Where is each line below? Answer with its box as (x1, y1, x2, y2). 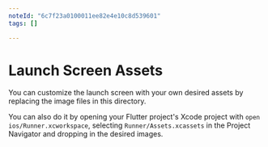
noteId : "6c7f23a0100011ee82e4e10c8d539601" (8, 11, 161, 20)
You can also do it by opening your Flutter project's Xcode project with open (8, 112, 261, 122)
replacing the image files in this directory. (8, 96, 147, 106)
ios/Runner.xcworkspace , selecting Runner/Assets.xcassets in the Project (8, 120, 251, 130)
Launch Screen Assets (8, 61, 164, 79)
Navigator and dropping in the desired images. (8, 129, 164, 139)
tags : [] (8, 19, 38, 27)
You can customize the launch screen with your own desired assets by (8, 88, 244, 98)
